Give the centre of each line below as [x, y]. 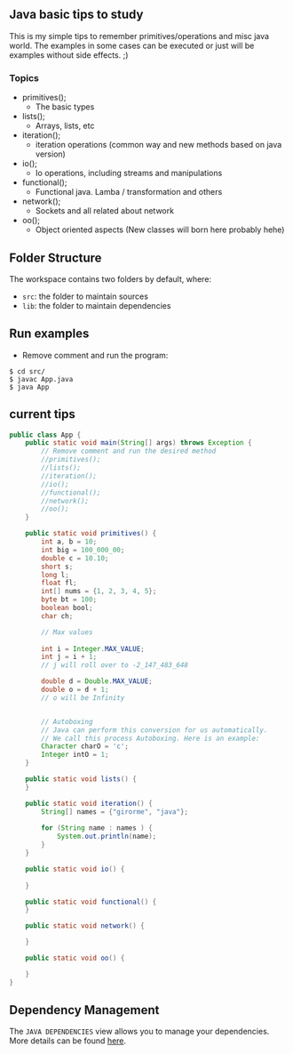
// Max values [67, 632]
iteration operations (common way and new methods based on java [158, 145]
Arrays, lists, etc [65, 126]
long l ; [55, 575]
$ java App [29, 387]
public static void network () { [85, 926]
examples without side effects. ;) [69, 55]
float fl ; [59, 583]
